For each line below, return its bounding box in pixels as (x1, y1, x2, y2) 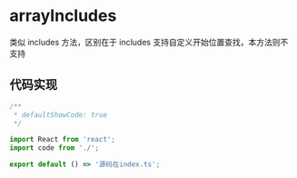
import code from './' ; (9, 143, 100, 153)
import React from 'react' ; (9, 135, 116, 144)
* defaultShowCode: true (13, 110, 107, 119)
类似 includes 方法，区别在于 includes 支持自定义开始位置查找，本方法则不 (9, 36, 289, 47)
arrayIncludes (9, 5, 117, 26)
